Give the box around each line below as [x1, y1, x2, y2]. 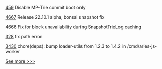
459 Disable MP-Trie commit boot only [5, 5, 86, 10]
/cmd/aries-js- [127, 43, 157, 49]
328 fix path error [5, 34, 42, 39]
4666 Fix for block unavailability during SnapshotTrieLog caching [5, 24, 142, 30]
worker [5, 49, 20, 54]
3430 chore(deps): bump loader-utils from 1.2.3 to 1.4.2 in [5, 43, 126, 49]
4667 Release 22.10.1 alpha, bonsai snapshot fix [5, 14, 105, 20]
